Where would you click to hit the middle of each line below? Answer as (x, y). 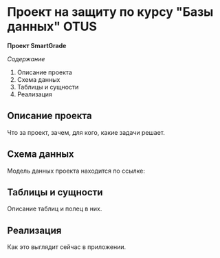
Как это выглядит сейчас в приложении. (67, 247)
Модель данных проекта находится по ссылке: (76, 171)
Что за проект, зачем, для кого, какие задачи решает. (86, 132)
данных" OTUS (52, 26)
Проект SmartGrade (37, 45)
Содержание (26, 58)
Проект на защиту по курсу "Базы (110, 12)
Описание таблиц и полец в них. (55, 209)
